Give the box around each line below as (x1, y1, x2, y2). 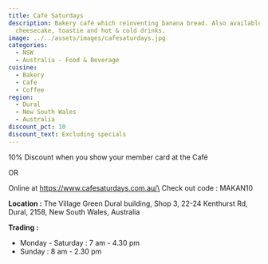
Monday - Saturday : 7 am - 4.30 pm (19, 238, 140, 247)
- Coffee (15, 85, 45, 94)
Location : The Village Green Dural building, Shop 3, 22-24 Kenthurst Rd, (8, 199, 249, 208)
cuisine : (8, 64, 37, 72)
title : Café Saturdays (8, 11, 84, 20)
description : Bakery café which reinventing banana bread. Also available (8, 19, 262, 27)
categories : (8, 41, 48, 49)
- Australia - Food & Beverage (15, 57, 120, 65)
